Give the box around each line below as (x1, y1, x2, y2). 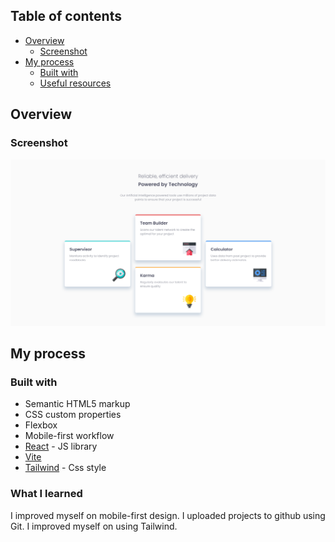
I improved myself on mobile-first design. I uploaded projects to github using (10, 509, 326, 521)
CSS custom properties (24, 409, 122, 421)
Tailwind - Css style (24, 462, 107, 474)
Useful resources (39, 77, 112, 89)
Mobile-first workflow (24, 430, 115, 442)
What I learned (10, 487, 83, 501)
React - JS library (24, 440, 98, 453)
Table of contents (10, 8, 122, 25)
